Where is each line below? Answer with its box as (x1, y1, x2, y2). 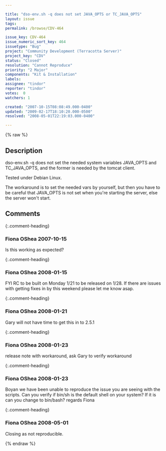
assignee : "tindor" (5, 81, 46, 87)
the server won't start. (5, 195, 51, 201)
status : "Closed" (5, 58, 41, 63)
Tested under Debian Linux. (5, 174, 62, 180)
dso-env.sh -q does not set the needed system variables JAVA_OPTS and (5, 159, 156, 165)
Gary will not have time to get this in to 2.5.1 (5, 319, 95, 325)
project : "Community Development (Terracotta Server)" (5, 49, 122, 54)
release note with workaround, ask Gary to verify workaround (5, 353, 132, 359)
